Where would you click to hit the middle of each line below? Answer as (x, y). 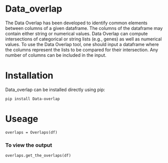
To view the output (29, 145)
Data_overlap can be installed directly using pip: (55, 90)
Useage (22, 119)
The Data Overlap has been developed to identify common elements (76, 23)
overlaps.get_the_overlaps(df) (38, 156)
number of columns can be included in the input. (56, 55)
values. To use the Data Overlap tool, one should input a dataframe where (82, 44)
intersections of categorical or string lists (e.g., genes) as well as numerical (83, 39)
